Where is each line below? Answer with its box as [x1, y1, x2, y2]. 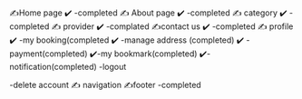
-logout [98, 62, 127, 72]
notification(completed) [9, 62, 97, 72]
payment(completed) [9, 48, 88, 59]
